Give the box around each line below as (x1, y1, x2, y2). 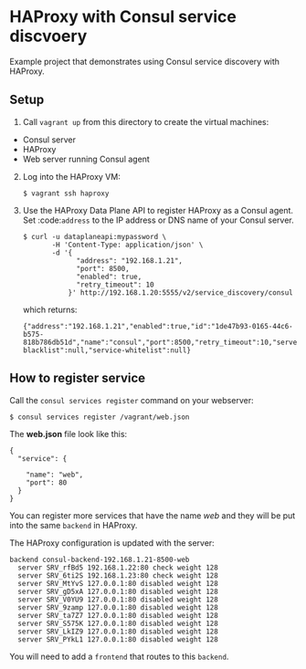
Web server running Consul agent (22, 153, 151, 164)
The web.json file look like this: (9, 428, 128, 439)
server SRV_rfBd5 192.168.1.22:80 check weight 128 (17, 563, 219, 572)
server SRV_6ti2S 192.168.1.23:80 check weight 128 (17, 570, 219, 580)
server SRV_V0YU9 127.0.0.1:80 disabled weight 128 (17, 595, 219, 604)
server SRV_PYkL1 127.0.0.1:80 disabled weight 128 (17, 634, 219, 644)
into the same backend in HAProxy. (9, 519, 138, 530)
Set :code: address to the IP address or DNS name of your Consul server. (22, 214, 294, 225)
